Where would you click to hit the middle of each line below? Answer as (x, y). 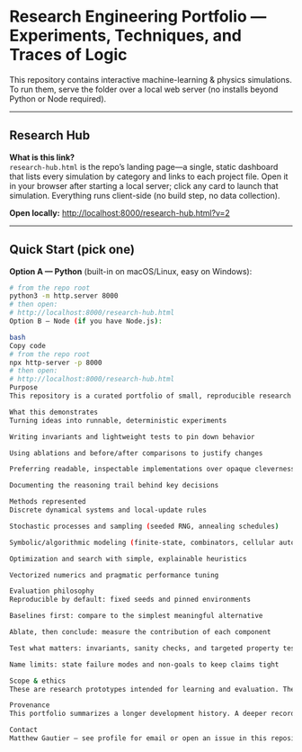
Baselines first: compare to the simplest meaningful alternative (136, 616)
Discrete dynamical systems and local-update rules (108, 510)
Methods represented (48, 502)
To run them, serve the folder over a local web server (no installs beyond (144, 89)
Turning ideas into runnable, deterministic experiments (118, 420)
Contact (24, 730)
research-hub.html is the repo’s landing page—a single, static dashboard (144, 166)
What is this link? (42, 157)
